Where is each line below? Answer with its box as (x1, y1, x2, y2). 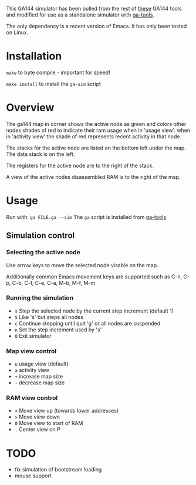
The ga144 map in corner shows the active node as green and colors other (6, 120, 187, 127)
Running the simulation (6, 294, 74, 302)
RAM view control (6, 394, 58, 402)
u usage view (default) (14, 360, 69, 367)
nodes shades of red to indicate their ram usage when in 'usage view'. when (6, 127, 191, 134)
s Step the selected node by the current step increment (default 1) (14, 307, 174, 314)
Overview (6, 101, 55, 114)
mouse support (14, 472, 52, 479)
